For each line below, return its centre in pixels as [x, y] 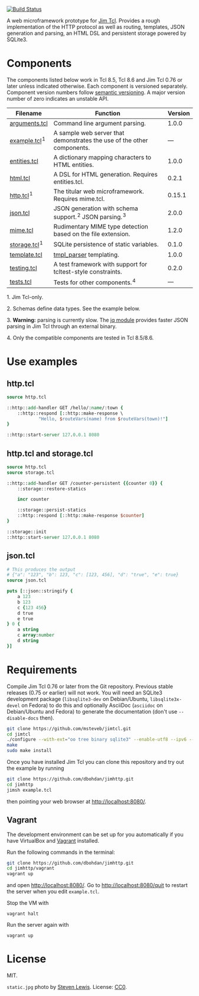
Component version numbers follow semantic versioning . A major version [96, 92]
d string [28, 641]
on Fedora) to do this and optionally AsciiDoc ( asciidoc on [92, 705]
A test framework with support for [100, 264]
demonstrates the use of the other [101, 140]
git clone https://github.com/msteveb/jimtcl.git [69, 728]
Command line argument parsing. [100, 123]
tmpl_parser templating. [87, 255]
